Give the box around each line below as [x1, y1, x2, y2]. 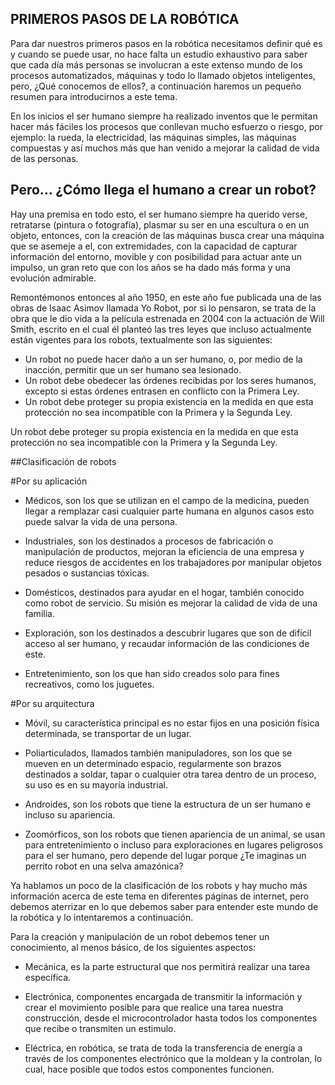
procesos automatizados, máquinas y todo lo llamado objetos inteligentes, [10, 69, 316, 81]
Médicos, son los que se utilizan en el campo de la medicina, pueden [24, 494, 310, 506]
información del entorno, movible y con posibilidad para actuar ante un [10, 250, 303, 262]
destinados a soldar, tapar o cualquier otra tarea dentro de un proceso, [24, 768, 317, 780]
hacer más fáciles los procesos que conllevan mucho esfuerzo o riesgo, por [10, 120, 323, 132]
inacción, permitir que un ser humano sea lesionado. [24, 363, 242, 376]
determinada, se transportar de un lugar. [24, 727, 192, 739]
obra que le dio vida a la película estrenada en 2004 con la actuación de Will [10, 312, 325, 324]
